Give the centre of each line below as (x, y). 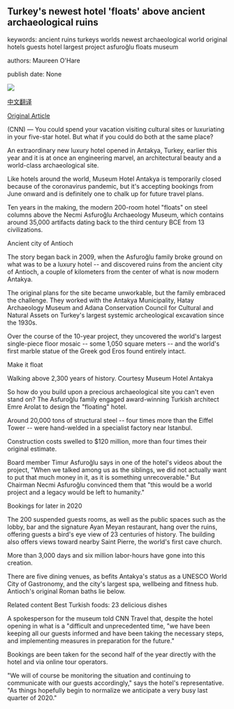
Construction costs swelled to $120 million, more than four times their (107, 441)
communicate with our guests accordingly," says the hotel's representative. (116, 682)
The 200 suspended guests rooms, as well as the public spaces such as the (116, 519)
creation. (20, 562)
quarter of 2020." (32, 698)
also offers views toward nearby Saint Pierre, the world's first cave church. (115, 541)
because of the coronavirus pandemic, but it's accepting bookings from (110, 186)
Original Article (29, 116)
